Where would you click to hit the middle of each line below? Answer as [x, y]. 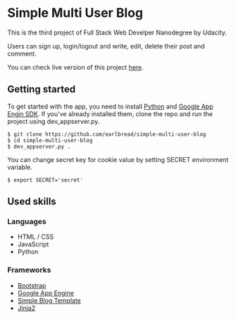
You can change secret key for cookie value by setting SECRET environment [118, 159]
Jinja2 [26, 308]
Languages [27, 222]
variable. [20, 167]
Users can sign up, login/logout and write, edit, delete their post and [106, 46]
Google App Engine [45, 293]
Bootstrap [32, 285]
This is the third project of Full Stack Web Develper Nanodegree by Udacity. [117, 32]
